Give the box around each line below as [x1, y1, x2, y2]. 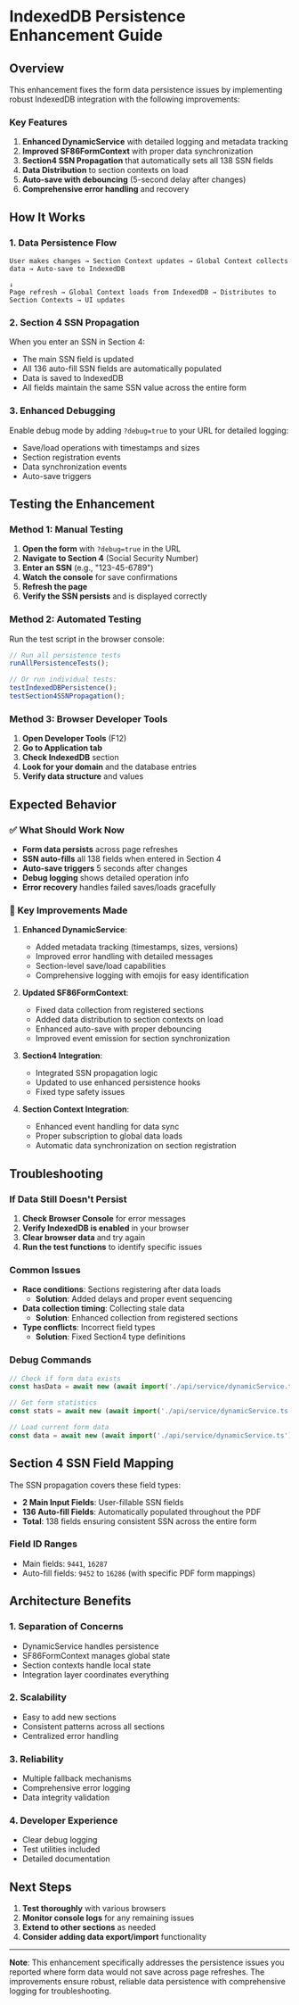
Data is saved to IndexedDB [21, 373, 124, 384]
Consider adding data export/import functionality [21, 1932, 207, 1943]
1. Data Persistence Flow [9, 236, 117, 249]
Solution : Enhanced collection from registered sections [35, 1313, 238, 1323]
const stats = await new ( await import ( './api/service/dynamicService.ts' [9, 1407, 293, 1416]
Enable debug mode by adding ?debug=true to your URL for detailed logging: [9, 425, 289, 435]
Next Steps [9, 1879, 72, 1894]
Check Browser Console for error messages [21, 1213, 187, 1223]
